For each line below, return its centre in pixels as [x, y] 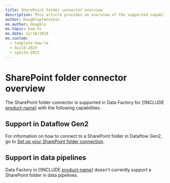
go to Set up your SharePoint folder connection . [55, 142]
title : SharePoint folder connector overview [54, 10]
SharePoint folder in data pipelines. [42, 175]
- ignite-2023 [25, 52]
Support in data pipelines [46, 157]
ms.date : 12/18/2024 [27, 34]
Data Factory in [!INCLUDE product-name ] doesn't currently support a [78, 170]
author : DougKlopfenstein [32, 19]
